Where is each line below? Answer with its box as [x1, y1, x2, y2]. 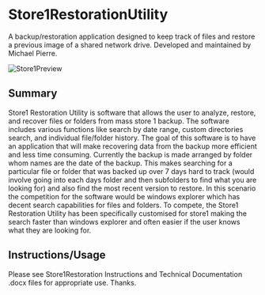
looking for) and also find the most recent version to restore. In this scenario [8, 183, 256, 193]
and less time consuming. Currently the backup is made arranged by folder [8, 149, 253, 159]
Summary [8, 87, 58, 100]
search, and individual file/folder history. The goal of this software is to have [8, 133, 256, 142]
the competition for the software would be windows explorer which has [8, 191, 240, 201]
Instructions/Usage [8, 248, 106, 262]
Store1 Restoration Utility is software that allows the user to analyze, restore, [8, 108, 256, 117]
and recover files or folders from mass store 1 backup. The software [8, 116, 229, 126]
